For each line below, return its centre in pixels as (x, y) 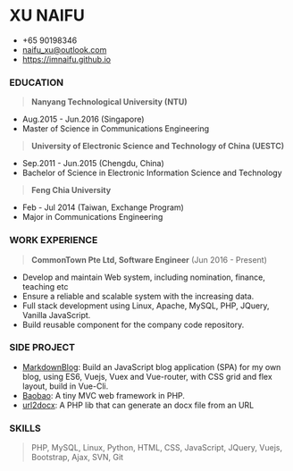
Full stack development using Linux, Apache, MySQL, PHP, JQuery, (146, 306)
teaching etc (45, 286)
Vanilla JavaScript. (56, 315)
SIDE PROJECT (42, 348)
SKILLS (25, 428)
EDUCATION (37, 82)
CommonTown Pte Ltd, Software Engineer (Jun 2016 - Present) (149, 259)
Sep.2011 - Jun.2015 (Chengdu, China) (93, 164)
